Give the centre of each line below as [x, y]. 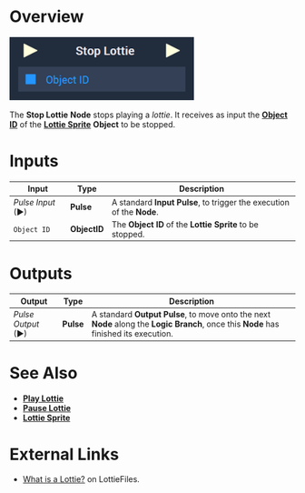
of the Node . [135, 212]
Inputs [34, 161]
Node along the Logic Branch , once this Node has [185, 324]
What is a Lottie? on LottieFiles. [81, 479]
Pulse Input [34, 202]
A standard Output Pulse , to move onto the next [181, 315]
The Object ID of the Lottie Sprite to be [185, 224]
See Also [44, 372]
